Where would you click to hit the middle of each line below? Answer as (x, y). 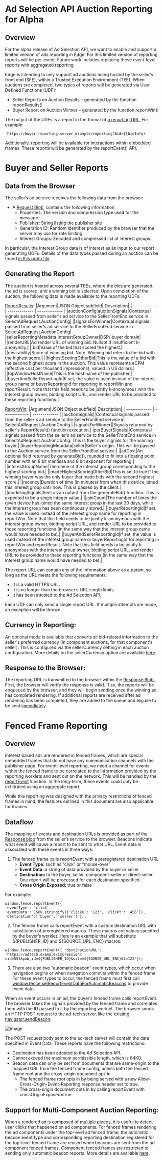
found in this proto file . (28, 258)
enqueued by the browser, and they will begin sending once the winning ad (81, 690)
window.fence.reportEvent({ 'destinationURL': (53, 950)
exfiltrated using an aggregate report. (43, 787)
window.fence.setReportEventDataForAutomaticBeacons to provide (80, 984)
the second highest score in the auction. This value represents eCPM (75, 363)
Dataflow (19, 822)
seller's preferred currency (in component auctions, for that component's (79, 642)
